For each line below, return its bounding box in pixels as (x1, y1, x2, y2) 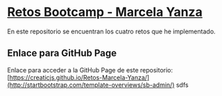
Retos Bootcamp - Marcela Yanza (7, 4, 203, 20)
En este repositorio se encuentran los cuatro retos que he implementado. (7, 27, 216, 35)
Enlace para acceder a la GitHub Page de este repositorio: (7, 65, 173, 74)
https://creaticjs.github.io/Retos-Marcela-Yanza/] (9, 73, 150, 81)
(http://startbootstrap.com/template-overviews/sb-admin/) (7, 81, 175, 89)
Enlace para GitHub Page (7, 47, 117, 59)
